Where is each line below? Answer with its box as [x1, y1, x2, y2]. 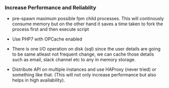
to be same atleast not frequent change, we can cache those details [12, 51, 154, 57]
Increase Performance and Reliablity [5, 4, 97, 11]
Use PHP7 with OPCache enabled [12, 36, 82, 42]
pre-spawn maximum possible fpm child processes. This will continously [12, 16, 164, 22]
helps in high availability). [12, 77, 65, 83]
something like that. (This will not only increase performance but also [12, 72, 156, 78]
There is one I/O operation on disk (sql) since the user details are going [12, 46, 160, 52]
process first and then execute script [12, 26, 89, 32]
